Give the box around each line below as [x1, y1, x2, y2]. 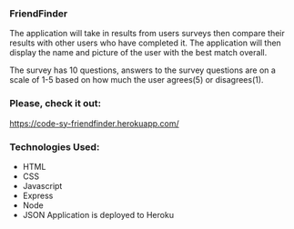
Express [22, 190, 54, 201]
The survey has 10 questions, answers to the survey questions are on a [9, 65, 276, 75]
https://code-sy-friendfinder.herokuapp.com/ [9, 117, 179, 129]
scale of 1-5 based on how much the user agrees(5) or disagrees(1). [9, 75, 264, 85]
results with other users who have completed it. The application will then [9, 37, 282, 48]
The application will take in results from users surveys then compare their [9, 28, 285, 39]
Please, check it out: [9, 97, 102, 110]
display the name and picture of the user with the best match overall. [9, 47, 268, 58]
